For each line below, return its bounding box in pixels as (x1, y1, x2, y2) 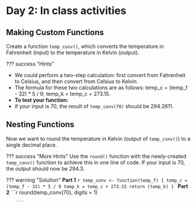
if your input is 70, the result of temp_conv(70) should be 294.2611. (14, 103, 174, 109)
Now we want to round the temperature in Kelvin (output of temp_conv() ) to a (6, 135, 191, 142)
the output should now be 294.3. (6, 165, 85, 172)
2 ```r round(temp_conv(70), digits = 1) (6, 189, 98, 196)
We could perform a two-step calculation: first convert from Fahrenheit (14, 72, 186, 78)
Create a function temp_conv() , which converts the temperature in (6, 43, 164, 50)
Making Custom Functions (6, 27, 104, 37)
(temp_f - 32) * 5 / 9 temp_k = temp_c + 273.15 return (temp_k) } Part (6, 182, 188, 189)
